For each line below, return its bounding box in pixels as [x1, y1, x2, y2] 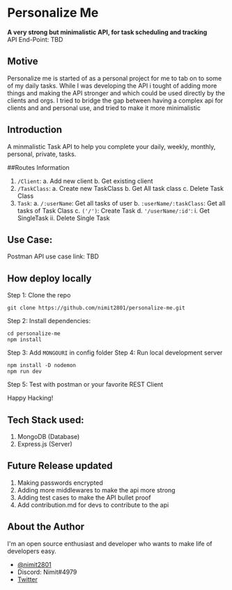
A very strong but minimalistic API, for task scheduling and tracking [7, 28, 208, 36]
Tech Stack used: [7, 414, 85, 426]
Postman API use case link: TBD [7, 252, 100, 261]
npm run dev [7, 368, 42, 375]
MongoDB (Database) [17, 433, 80, 440]
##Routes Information [7, 163, 70, 171]
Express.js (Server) [17, 440, 73, 448]
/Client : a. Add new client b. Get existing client [17, 176, 153, 185]
